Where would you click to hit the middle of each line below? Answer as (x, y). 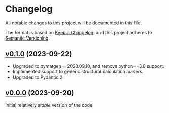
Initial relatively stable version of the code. (49, 105)
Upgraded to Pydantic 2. (38, 77)
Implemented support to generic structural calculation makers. (78, 71)
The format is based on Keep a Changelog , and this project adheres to (79, 32)
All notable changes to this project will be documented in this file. (74, 23)
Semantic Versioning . (27, 38)
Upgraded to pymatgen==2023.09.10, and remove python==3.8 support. (89, 66)
